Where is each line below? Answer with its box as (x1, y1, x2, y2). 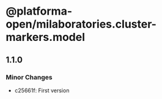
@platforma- (6, 4, 73, 18)
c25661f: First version (14, 87, 70, 94)
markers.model (6, 31, 86, 44)
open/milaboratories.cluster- (6, 17, 157, 31)
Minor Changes (6, 73, 53, 81)
